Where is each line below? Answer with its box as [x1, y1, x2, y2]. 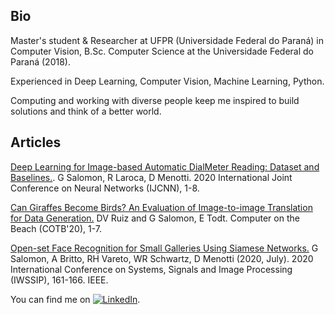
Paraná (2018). [10, 55, 71, 68]
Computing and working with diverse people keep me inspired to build [10, 94, 300, 106]
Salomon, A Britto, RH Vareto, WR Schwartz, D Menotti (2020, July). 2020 [10, 252, 314, 264]
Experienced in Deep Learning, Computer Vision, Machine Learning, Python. [10, 75, 325, 87]
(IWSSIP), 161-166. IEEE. [10, 274, 109, 286]
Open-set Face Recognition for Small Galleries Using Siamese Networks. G [10, 242, 319, 254]
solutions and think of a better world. [10, 105, 162, 117]
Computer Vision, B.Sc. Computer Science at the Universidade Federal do [10, 45, 314, 57]
